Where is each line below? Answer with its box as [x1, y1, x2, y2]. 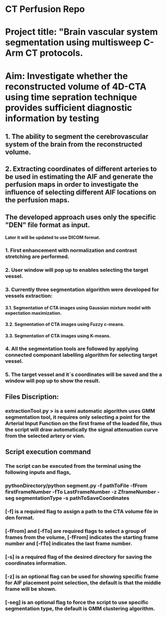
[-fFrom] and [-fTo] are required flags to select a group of [5, 528, 147, 535]
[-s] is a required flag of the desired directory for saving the [5, 554, 152, 561]
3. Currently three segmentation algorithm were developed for [5, 286, 160, 293]
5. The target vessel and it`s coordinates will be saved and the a [5, 371, 163, 378]
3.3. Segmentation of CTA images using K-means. [5, 333, 111, 339]
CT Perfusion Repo [5, 3, 85, 15]
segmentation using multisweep [5, 37, 142, 48]
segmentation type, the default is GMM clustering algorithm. [5, 605, 156, 612]
